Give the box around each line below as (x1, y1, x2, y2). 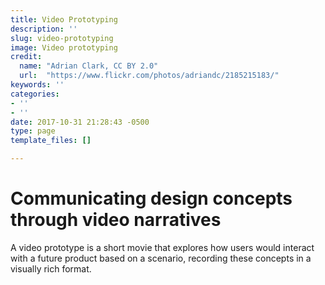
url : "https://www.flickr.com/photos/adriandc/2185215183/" (19, 71, 280, 81)
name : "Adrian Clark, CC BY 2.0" (19, 61, 159, 71)
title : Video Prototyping (10, 14, 118, 25)
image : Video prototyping (10, 42, 118, 53)
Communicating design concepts (10, 187, 293, 210)
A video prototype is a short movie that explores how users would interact (10, 241, 315, 253)
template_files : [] (10, 136, 92, 146)
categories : (10, 89, 60, 99)
